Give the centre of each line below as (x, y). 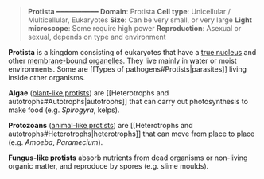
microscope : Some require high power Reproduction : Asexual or (134, 28)
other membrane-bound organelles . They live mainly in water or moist (122, 60)
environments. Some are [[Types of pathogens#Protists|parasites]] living (128, 69)
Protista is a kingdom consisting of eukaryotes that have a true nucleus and (132, 52)
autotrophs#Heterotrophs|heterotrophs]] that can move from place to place (132, 134)
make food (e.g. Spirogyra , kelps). (64, 110)
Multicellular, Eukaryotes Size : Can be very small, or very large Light (140, 20)
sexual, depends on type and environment (97, 37)
